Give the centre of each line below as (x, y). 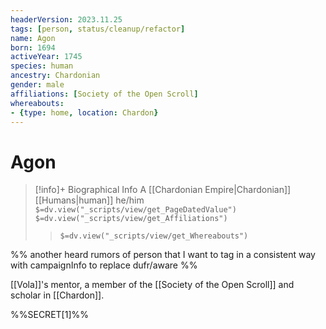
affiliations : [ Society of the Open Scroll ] (104, 94)
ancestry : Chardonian (55, 76)
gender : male (37, 85)
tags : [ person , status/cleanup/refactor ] (98, 29)
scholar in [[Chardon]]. (57, 295)
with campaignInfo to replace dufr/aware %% (104, 265)
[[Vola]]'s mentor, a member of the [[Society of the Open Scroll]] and (152, 285)
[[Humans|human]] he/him (89, 200)
